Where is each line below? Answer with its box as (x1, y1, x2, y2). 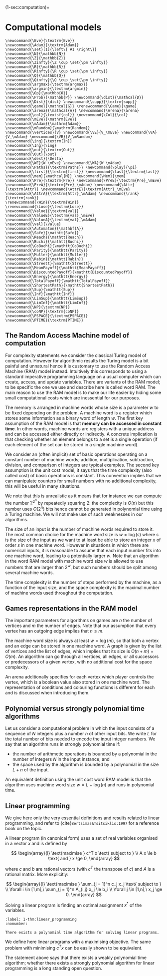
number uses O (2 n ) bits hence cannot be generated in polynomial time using (5, 505, 163, 512)
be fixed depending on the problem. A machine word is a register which (5, 409, 152, 416)
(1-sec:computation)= (5, 4, 50, 10)
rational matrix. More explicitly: (5, 871, 69, 877)
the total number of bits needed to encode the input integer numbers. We (5, 736, 156, 742)
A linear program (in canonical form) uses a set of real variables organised (5, 835, 158, 841)
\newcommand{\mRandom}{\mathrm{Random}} (5, 125, 91, 130)
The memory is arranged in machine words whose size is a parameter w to (5, 404, 159, 410)
